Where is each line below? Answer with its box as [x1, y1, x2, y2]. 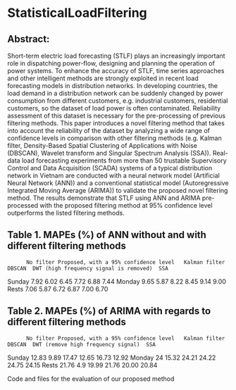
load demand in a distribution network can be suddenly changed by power [7, 89, 223, 97]
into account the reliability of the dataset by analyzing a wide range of [7, 127, 210, 134]
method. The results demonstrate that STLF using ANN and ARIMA [7, 194, 201, 202]
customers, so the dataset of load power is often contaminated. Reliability [7, 104, 221, 112]
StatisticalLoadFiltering [7, 5, 148, 21]
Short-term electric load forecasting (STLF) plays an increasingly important [7, 51, 225, 60]
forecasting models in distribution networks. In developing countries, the [7, 82, 218, 89]
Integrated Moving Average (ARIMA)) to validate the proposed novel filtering [7, 187, 228, 194]
